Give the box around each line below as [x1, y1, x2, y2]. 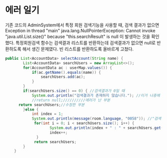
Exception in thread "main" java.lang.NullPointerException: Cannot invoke [5, 27, 156, 33]
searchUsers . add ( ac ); [40, 74, 85, 80]
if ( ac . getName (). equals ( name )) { [31, 70, 101, 75]
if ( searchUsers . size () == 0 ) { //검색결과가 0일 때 [23, 88, 125, 94]
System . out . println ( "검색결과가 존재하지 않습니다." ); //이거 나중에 [31, 93, 160, 98]
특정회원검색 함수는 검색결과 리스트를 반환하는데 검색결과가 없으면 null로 [15, 39, 156, 45]
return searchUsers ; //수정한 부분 [18, 102, 85, 107]
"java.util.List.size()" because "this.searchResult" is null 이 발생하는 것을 [5, 33, 151, 39]
